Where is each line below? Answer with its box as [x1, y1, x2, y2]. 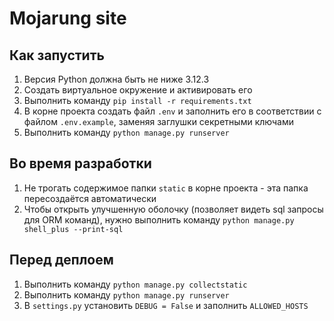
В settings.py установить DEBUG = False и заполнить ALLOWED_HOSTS [23, 299, 309, 311]
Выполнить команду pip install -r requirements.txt [23, 95, 252, 106]
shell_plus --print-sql [23, 224, 124, 234]
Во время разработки [9, 155, 152, 172]
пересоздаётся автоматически [23, 192, 157, 204]
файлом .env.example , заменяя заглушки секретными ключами [23, 116, 294, 127]
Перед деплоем [9, 252, 114, 269]
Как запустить [9, 47, 105, 64]
